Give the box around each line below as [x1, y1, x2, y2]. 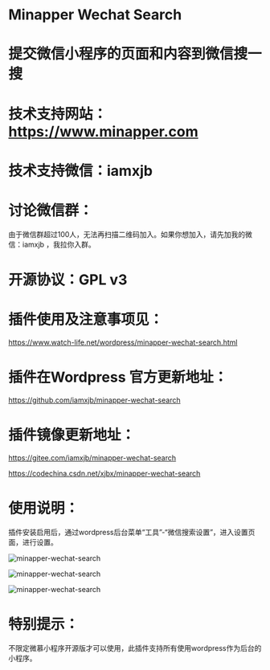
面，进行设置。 [8, 537, 58, 547]
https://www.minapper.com [8, 122, 198, 141]
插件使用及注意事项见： [8, 311, 164, 329]
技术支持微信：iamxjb [8, 161, 153, 180]
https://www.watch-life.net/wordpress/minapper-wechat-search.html [8, 337, 238, 347]
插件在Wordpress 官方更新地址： [8, 368, 228, 386]
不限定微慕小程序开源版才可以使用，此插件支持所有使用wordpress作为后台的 [8, 643, 262, 652]
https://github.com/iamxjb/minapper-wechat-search [8, 395, 181, 405]
